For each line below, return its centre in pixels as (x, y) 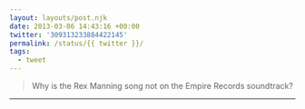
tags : (20, 52)
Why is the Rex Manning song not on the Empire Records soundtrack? (162, 86)
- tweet (32, 60)
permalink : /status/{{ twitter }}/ (77, 43)
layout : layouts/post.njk (58, 18)
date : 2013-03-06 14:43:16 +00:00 (75, 26)
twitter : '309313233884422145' (69, 35)
